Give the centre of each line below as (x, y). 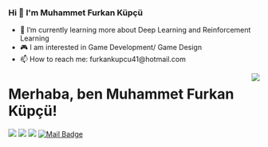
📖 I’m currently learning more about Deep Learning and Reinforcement (135, 30)
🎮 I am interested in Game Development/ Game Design (110, 48)
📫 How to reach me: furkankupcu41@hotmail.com (102, 60)
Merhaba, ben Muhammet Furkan (121, 94)
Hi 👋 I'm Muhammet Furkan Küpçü (76, 13)
